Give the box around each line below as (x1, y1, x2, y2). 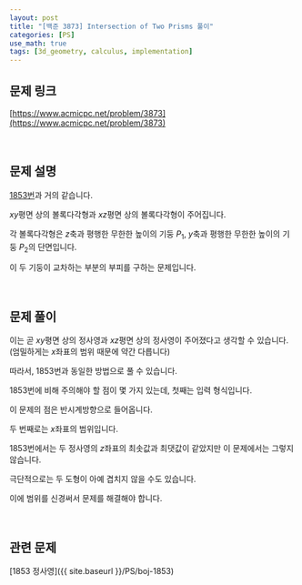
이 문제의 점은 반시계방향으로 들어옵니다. (9, 404, 153, 415)
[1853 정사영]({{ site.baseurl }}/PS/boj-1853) (9, 565, 175, 576)
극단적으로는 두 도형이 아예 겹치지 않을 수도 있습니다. (9, 474, 196, 485)
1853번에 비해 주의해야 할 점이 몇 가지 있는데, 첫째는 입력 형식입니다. (9, 385, 253, 396)
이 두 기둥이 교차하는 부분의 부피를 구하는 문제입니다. (9, 262, 196, 273)
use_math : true (9, 38, 67, 48)
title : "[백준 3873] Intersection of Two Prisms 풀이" (9, 22, 214, 31)
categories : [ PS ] (9, 30, 75, 39)
